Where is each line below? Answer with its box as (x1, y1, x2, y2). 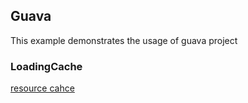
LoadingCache (10, 59, 83, 73)
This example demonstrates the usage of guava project (10, 34, 238, 46)
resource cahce (10, 82, 75, 94)
